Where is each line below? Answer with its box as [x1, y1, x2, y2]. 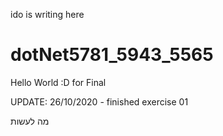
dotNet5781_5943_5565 [10, 44, 214, 66]
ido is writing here [10, 9, 85, 20]
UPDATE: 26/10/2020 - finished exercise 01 [10, 95, 189, 108]
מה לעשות [10, 115, 50, 127]
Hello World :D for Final [10, 76, 107, 88]
